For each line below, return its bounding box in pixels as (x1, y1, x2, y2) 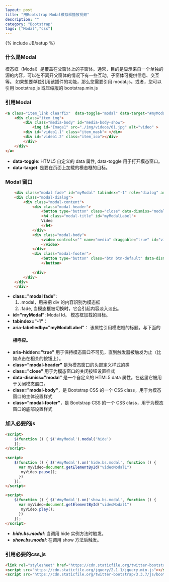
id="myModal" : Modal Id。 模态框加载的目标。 (12, 312, 111, 318)
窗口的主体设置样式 (12, 393, 53, 399)
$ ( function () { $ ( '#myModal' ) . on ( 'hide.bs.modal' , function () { (14, 460, 156, 465)
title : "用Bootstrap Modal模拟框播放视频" (5, 12, 90, 17)
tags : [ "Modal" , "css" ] (5, 26, 53, 31)
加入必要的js (5, 420, 36, 427)
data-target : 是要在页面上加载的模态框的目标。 (12, 164, 111, 170)
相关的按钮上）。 (30, 355, 64, 362)
